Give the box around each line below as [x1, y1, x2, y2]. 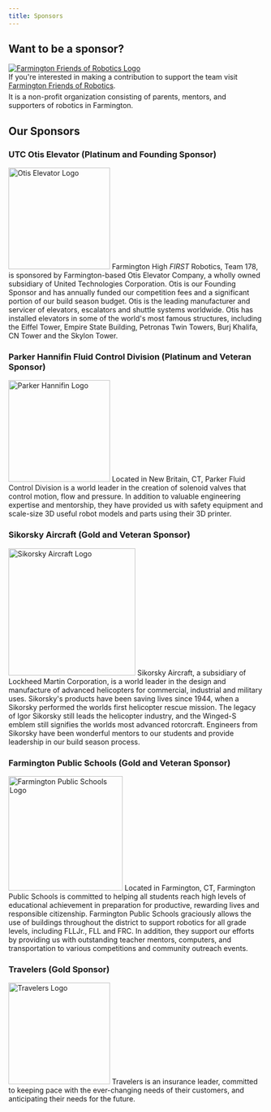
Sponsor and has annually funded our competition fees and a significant [8, 288, 250, 298]
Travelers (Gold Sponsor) [8, 963, 110, 975]
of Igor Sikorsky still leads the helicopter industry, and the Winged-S [8, 711, 237, 721]
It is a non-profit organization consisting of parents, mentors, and [8, 92, 227, 102]
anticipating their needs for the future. [8, 1094, 135, 1104]
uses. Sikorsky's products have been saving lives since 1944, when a [8, 693, 239, 704]
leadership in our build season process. [8, 737, 140, 747]
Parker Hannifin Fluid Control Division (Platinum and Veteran [8, 351, 252, 363]
